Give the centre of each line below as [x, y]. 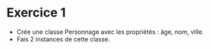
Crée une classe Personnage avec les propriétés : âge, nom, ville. [110, 32]
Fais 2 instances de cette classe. [63, 39]
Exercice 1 [36, 13]
